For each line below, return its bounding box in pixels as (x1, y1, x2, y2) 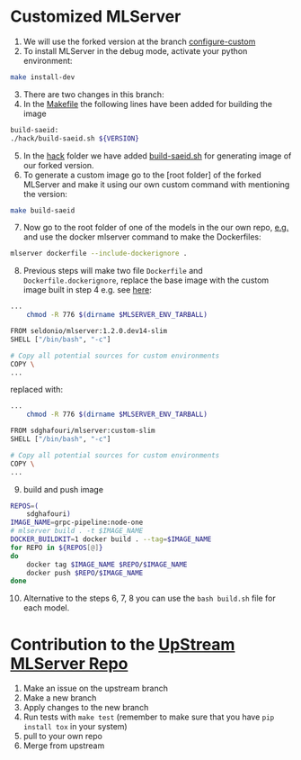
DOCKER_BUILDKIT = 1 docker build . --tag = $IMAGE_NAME (10, 535, 212, 544)
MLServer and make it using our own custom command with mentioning (22, 178, 290, 190)
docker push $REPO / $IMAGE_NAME (26, 568, 144, 577)
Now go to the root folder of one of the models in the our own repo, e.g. (22, 222, 289, 233)
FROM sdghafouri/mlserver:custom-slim (10, 426, 155, 436)
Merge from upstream (22, 740, 105, 751)
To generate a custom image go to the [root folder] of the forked (22, 169, 261, 180)
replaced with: (10, 385, 64, 395)
